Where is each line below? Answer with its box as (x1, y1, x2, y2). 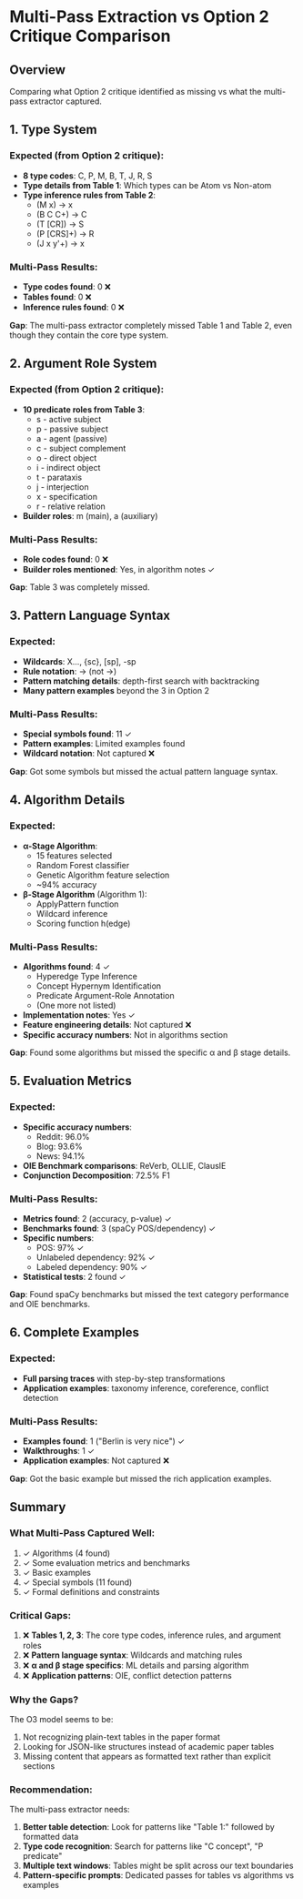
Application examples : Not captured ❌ (22, 1455, 170, 1466)
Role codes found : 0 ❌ (22, 553, 109, 564)
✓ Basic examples (22, 1567, 91, 1578)
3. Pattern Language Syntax (9, 608, 171, 624)
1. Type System (9, 122, 97, 137)
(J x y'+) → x (35, 238, 85, 249)
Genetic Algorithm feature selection (35, 869, 170, 880)
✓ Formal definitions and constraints (22, 1586, 160, 1597)
